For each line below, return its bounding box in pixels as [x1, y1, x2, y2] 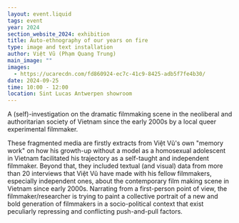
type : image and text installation [7, 44, 113, 51]
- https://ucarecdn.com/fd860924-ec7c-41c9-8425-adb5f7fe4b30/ [14, 70, 205, 77]
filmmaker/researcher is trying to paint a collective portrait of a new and [7, 192, 218, 201]
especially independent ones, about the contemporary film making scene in [7, 177, 230, 186]
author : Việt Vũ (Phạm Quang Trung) [7, 51, 116, 58]
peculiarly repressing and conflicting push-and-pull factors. [7, 207, 183, 216]
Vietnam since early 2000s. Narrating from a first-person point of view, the [7, 184, 228, 193]
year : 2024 [7, 24, 40, 31]
